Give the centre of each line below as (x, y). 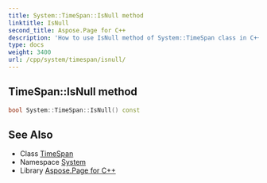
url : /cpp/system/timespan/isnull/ (67, 60)
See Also (31, 134)
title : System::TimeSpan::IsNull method (76, 15)
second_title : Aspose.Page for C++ (67, 30)
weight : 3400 (30, 52)
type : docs (26, 45)
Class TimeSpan (46, 154)
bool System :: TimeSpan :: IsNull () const (74, 110)
